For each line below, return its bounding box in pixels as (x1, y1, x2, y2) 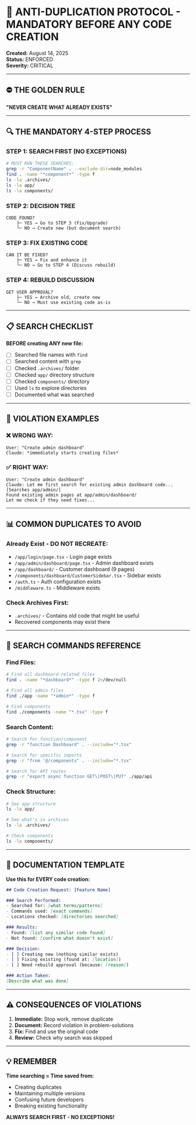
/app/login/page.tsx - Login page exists (14, 553, 112, 560)
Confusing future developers (14, 1096, 84, 1103)
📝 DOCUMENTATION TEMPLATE (6, 860, 125, 870)
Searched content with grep (14, 358, 82, 365)
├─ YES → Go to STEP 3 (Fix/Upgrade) (16, 220, 108, 226)
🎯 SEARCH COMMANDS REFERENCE (6, 641, 141, 651)
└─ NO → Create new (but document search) (16, 225, 121, 231)
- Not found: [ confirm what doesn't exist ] (6, 935, 114, 941)
